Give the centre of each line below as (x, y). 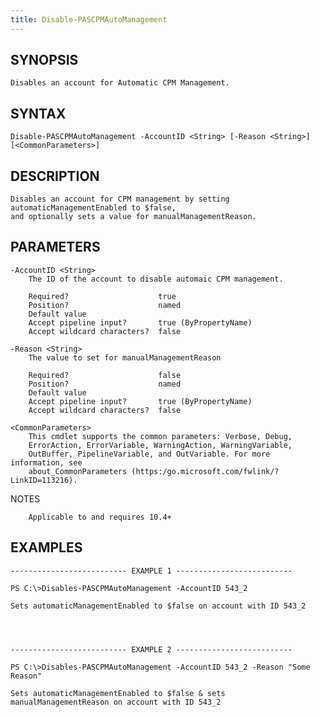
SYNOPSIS (44, 60)
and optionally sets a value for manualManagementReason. (133, 217)
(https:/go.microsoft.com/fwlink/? (205, 471)
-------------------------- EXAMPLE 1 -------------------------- (151, 571)
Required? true (102, 296)
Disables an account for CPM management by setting (120, 199)
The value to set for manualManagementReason (125, 357)
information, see (46, 462)
